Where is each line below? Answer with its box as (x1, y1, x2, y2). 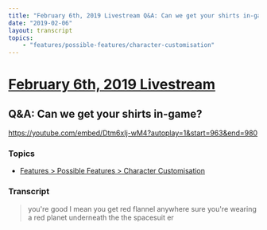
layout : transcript (8, 26, 73, 34)
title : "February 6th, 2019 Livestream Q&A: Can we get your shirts (8, 11, 240, 20)
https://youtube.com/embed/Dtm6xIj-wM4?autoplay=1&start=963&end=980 (8, 128, 258, 138)
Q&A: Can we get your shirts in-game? (8, 107, 203, 120)
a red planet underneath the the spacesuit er (27, 212, 175, 222)
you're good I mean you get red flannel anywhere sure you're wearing (27, 204, 257, 213)
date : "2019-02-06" (8, 19, 73, 27)
